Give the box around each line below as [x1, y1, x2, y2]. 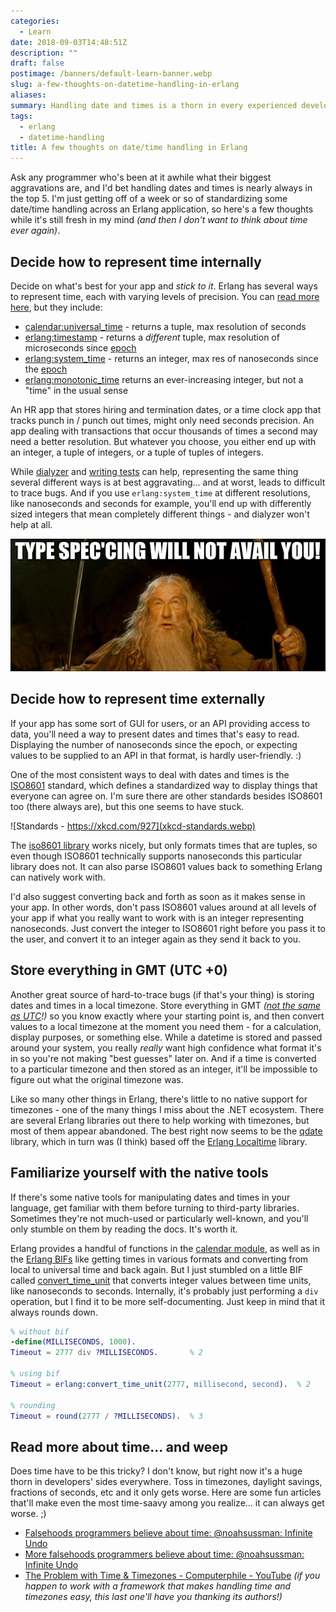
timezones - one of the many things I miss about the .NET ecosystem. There [10, 1103, 325, 1115]
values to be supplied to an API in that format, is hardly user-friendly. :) [10, 749, 302, 761]
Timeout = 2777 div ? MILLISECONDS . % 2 [10, 1348, 203, 1358]
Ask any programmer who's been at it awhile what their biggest [10, 171, 272, 184]
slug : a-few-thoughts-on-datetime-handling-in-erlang [10, 80, 240, 90]
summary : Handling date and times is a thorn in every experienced [10, 100, 298, 110]
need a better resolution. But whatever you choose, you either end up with [10, 435, 317, 447]
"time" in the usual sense [24, 384, 129, 396]
